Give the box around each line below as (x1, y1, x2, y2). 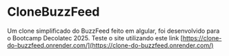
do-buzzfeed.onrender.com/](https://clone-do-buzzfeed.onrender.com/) (7, 41, 214, 49)
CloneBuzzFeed (7, 4, 100, 20)
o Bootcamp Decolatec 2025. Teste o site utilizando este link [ (7, 33, 183, 42)
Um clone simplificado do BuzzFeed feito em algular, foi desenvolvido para (7, 27, 220, 35)
